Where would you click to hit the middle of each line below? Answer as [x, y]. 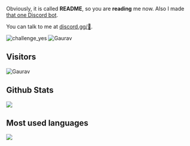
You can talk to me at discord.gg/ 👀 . [50, 27]
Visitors [21, 57]
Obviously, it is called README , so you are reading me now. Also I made [95, 9]
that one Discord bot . [32, 15]
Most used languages [47, 123]
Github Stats [30, 90]
